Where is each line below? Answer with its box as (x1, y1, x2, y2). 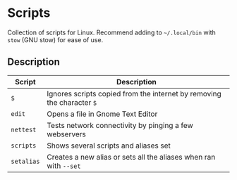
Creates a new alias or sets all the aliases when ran (47, 152, 216, 162)
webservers (47, 129, 86, 139)
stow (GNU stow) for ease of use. (7, 35, 104, 44)
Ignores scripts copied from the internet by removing (47, 89, 222, 98)
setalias (11, 157, 40, 165)
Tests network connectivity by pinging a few (47, 120, 194, 130)
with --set (47, 160, 81, 170)
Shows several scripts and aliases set (47, 141, 171, 150)
